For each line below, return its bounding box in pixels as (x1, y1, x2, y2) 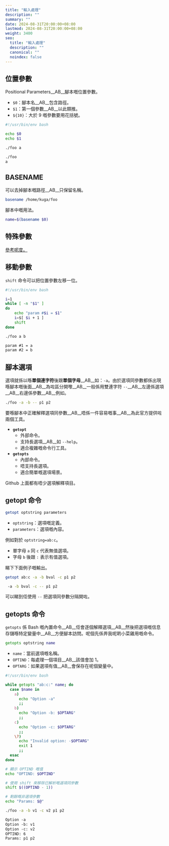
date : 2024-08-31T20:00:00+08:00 (5, 21, 76, 27)
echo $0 (5, 131, 22, 137)
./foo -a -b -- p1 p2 (5, 400, 51, 405)
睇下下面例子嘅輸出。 (5, 564, 50, 570)
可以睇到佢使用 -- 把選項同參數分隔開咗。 (5, 594, 93, 600)
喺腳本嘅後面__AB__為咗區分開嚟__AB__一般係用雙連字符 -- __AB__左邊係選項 (5, 384, 164, 390)
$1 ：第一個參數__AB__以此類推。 (12, 106, 80, 112)
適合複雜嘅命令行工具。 (20, 444, 69, 451)
